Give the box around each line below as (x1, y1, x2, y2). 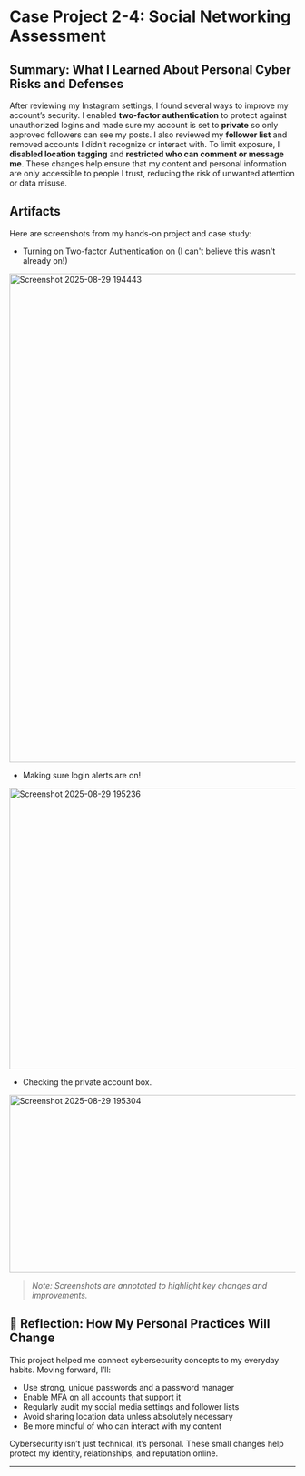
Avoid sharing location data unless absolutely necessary (22, 1411, 233, 1421)
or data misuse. (9, 177, 68, 188)
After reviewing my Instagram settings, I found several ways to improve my (9, 100, 289, 111)
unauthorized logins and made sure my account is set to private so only (9, 120, 279, 130)
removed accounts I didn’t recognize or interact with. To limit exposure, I (9, 139, 280, 149)
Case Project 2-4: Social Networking (9, 6, 291, 27)
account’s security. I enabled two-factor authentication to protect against (9, 110, 288, 120)
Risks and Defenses (9, 75, 124, 92)
